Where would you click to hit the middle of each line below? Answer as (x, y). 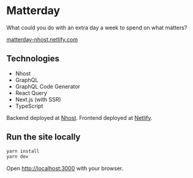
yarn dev (17, 157)
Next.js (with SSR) (38, 99)
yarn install (23, 151)
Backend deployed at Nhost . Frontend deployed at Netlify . (79, 117)
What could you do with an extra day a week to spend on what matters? (97, 28)
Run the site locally (44, 137)
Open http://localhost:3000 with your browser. (65, 168)
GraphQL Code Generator (48, 86)
